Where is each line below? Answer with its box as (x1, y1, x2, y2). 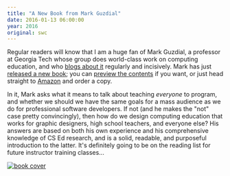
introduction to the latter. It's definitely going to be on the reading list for (7, 141, 211, 149)
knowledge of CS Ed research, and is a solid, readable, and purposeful (7, 134, 207, 142)
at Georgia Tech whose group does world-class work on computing (7, 55, 198, 64)
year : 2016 (7, 23, 38, 29)
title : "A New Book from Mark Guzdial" (7, 10, 122, 17)
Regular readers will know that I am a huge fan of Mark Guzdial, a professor (7, 48, 221, 56)
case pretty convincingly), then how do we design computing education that (7, 112, 223, 121)
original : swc (7, 29, 48, 36)
